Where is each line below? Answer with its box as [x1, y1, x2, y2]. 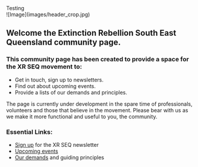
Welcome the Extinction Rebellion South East [6, 28, 177, 38]
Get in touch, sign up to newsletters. [14, 76, 104, 83]
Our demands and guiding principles [14, 153, 105, 161]
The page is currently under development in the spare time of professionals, [6, 100, 193, 108]
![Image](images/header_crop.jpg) [6, 11, 90, 18]
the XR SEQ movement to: [6, 62, 82, 71]
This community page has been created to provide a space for [6, 55, 189, 64]
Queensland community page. [6, 37, 121, 48]
